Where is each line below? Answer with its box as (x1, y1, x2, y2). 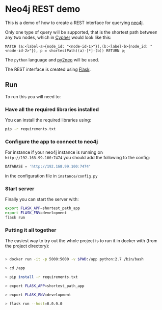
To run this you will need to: (5, 93, 61, 99)
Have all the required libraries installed (5, 106, 99, 113)
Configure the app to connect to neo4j (5, 138, 98, 145)
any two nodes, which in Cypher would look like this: (5, 34, 111, 40)
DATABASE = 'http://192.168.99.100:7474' (5, 164, 91, 169)
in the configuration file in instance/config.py (5, 173, 98, 179)
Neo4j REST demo (5, 3, 81, 15)
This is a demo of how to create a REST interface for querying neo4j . (5, 20, 144, 26)
